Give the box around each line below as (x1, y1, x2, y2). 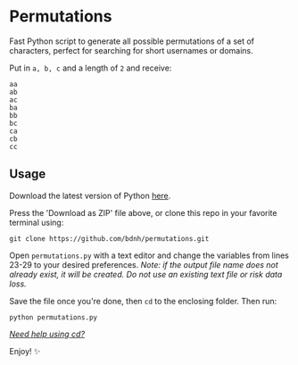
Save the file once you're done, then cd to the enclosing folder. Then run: (9, 295, 277, 306)
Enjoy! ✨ (9, 345, 41, 356)
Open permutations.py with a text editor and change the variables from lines (9, 250, 290, 261)
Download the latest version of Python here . (9, 190, 171, 201)
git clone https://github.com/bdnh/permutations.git (9, 234, 210, 243)
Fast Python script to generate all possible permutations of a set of (9, 36, 255, 46)
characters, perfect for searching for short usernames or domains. (9, 45, 254, 55)
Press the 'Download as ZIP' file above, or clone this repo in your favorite (9, 207, 277, 218)
